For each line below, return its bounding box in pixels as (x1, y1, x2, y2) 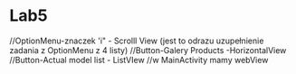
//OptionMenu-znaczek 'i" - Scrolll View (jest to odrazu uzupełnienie (9, 35, 264, 46)
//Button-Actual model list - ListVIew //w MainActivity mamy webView (9, 54, 269, 65)
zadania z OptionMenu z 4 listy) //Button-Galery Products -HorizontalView (9, 44, 287, 55)
